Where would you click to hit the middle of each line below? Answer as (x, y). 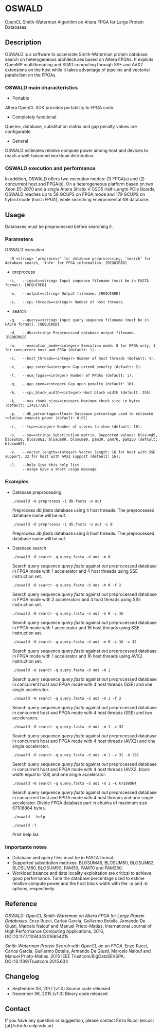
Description (23, 43)
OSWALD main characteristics (42, 87)
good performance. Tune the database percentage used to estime (78, 878)
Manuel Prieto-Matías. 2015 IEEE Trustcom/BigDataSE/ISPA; (65, 956)
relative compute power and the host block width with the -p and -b (80, 883)
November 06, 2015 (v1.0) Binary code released (60, 994)
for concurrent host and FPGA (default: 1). (51, 350)
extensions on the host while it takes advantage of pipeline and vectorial (77, 70)
